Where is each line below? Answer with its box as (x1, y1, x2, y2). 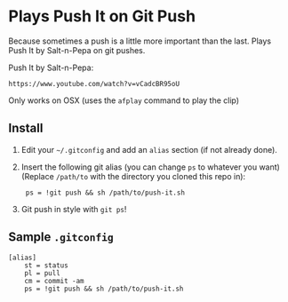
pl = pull (24, 268, 61, 277)
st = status (24, 260, 68, 270)
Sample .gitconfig (8, 229, 114, 245)
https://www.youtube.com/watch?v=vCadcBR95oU (8, 79, 180, 88)
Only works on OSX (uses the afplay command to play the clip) (8, 95, 240, 106)
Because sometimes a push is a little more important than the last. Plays (8, 36, 272, 46)
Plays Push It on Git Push (8, 6, 196, 27)
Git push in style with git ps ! (20, 203, 127, 214)
